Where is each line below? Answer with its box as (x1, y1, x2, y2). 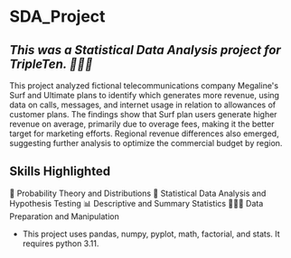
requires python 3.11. (22, 237, 99, 249)
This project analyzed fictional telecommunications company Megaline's (9, 80, 278, 91)
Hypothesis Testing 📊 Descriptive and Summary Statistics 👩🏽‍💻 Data (9, 198, 264, 208)
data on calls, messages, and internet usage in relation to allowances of (9, 99, 277, 110)
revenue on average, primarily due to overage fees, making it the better (9, 119, 275, 129)
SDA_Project (9, 6, 106, 27)
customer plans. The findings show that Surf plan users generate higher (9, 109, 277, 119)
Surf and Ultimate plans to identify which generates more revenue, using (9, 90, 280, 100)
